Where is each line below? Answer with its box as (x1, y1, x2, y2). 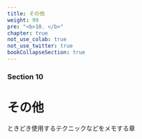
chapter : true (7, 29, 49, 37)
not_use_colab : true (7, 36, 68, 43)
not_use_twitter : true (7, 42, 73, 49)
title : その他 (7, 10, 45, 17)
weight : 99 (7, 17, 39, 24)
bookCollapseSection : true (7, 49, 86, 56)
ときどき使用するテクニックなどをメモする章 (7, 124, 136, 132)
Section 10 (7, 72, 44, 81)
